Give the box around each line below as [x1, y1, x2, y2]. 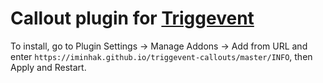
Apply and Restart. [10, 61, 87, 73]
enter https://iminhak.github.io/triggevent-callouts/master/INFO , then [10, 50, 313, 62]
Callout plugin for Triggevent [10, 7, 255, 30]
